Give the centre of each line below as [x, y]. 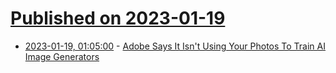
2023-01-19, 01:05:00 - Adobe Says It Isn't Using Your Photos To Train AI [175, 46]
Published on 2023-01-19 [118, 18]
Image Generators [62, 56]
